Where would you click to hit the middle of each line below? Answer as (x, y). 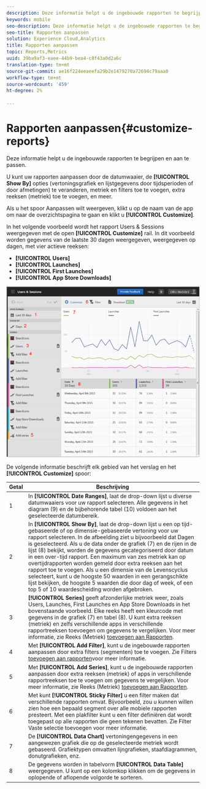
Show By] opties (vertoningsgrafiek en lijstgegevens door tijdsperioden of (100, 183)
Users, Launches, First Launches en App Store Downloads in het (109, 604)
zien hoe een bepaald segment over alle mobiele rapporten (102, 708)
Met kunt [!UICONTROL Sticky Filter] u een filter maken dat (103, 695)
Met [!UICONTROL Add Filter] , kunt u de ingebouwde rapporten (109, 645)
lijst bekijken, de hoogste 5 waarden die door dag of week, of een (110, 583)
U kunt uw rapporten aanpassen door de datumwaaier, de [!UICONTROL (98, 177)
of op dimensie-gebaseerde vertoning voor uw (119, 531)
